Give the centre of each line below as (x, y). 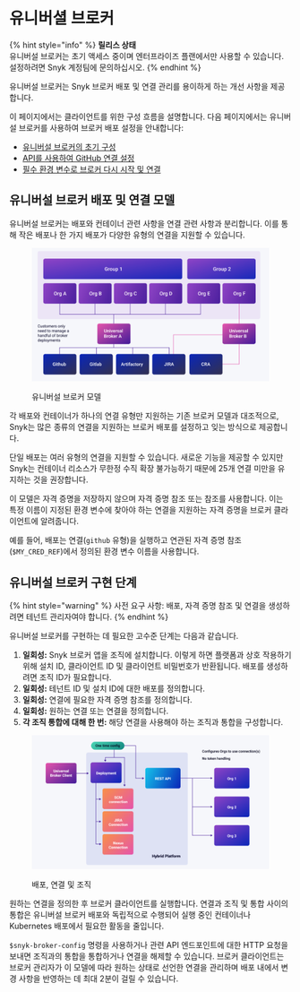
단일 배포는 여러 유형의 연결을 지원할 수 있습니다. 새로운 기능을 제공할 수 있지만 (146, 457)
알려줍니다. (59, 522)
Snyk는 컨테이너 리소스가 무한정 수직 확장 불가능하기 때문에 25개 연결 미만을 (142, 469)
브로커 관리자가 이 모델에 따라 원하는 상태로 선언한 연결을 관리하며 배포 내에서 (144, 967)
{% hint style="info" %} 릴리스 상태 (73, 45)
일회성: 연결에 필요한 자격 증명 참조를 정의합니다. (107, 700)
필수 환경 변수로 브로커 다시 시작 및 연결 (91, 169)
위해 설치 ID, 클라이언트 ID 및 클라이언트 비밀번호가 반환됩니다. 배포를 (143, 666)
